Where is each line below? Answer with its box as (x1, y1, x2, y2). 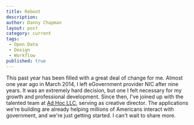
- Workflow (8, 52, 35, 58)
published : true (6, 58, 46, 64)
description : (6, 14, 38, 20)
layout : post (6, 25, 38, 31)
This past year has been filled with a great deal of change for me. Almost (6, 74, 183, 81)
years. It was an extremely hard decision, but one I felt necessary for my (6, 87, 182, 94)
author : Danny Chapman (6, 19, 62, 25)
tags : (6, 36, 19, 42)
